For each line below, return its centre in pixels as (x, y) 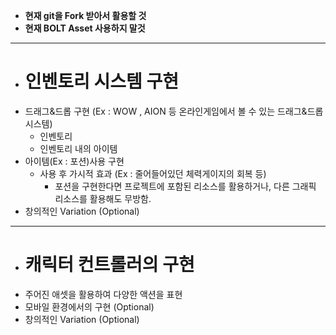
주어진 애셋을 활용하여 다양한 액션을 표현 (103, 294)
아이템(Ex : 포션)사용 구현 (74, 161)
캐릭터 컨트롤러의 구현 (109, 265)
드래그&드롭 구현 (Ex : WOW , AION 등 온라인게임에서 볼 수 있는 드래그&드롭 (174, 111)
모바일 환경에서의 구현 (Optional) (89, 306)
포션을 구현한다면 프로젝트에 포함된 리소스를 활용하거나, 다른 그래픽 (185, 186)
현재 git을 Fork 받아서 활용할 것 (85, 15)
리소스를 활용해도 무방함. (103, 198)
